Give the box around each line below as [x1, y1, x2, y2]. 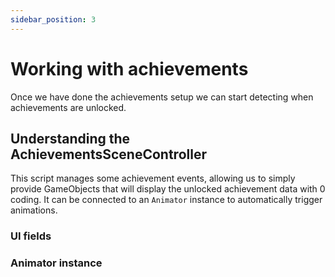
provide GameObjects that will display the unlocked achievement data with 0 [10, 183, 326, 195]
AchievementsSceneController [10, 146, 207, 163]
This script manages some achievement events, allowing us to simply [10, 172, 296, 185]
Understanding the [10, 130, 131, 147]
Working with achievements [10, 57, 249, 80]
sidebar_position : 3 [10, 14, 97, 25]
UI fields [10, 229, 52, 243]
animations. [10, 204, 58, 216]
